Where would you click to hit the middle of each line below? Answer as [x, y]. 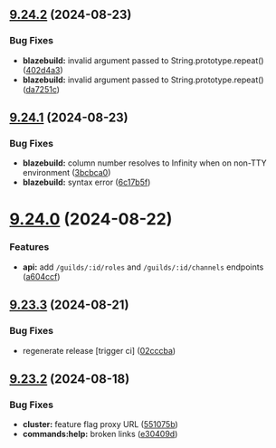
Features [29, 247]
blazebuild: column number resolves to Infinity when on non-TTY [144, 163]
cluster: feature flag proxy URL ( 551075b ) [100, 424]
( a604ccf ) [41, 276]
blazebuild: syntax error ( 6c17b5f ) [86, 182]
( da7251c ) [41, 89]
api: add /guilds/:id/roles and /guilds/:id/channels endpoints [143, 267]
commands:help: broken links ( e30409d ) [100, 434]
